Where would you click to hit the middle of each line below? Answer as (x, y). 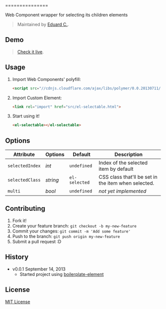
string (52, 180)
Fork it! (20, 220)
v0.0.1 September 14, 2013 (39, 269)
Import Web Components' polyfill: (46, 79)
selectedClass (24, 180)
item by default (116, 169)
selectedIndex (24, 166)
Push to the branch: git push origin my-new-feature (66, 236)
